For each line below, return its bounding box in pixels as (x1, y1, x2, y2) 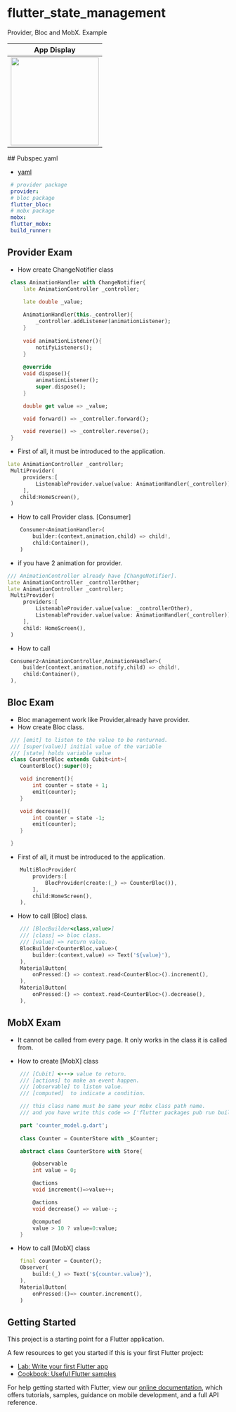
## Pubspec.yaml (7, 153, 58, 163)
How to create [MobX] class (17, 1057, 99, 1065)
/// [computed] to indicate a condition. (20, 1090, 146, 1097)
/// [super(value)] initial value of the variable (10, 743, 162, 750)
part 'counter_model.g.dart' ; (20, 1121, 109, 1129)
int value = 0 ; (32, 1167, 77, 1174)
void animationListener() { (22, 337, 102, 344)
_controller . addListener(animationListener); (35, 318, 171, 325)
